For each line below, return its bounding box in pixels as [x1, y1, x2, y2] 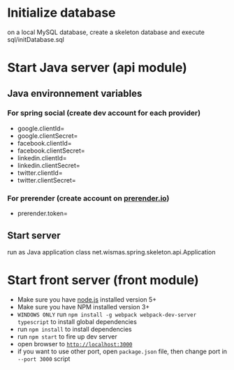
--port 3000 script [17, 354, 71, 363]
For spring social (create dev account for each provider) [7, 108, 201, 118]
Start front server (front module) [7, 272, 199, 288]
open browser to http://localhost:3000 [17, 339, 133, 348]
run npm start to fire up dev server [17, 332, 117, 341]
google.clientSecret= [17, 131, 78, 140]
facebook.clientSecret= [17, 146, 85, 155]
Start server [7, 229, 61, 241]
